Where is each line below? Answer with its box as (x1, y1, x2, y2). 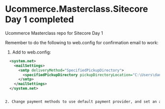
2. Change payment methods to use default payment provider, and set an (5, 99, 157, 104)
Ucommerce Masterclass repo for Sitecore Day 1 (5, 30, 103, 36)
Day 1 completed (5, 14, 74, 25)
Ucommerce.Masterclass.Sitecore (5, 3, 148, 15)
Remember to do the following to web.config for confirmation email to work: (5, 39, 159, 45)
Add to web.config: (12, 49, 52, 55)
